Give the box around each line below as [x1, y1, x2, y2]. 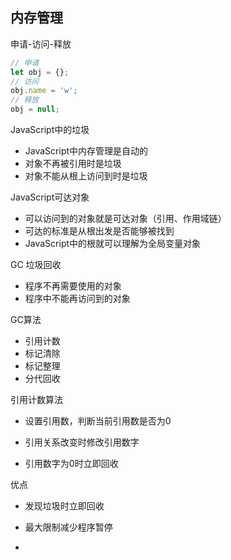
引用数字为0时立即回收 [24, 458, 119, 470]
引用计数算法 [10, 394, 63, 406]
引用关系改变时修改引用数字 [24, 436, 140, 448]
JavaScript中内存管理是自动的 [24, 145, 149, 157]
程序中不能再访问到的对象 [24, 293, 131, 305]
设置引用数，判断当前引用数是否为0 [24, 415, 172, 427]
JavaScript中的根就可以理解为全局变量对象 [24, 238, 202, 250]
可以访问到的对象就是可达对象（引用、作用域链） [24, 213, 227, 225]
